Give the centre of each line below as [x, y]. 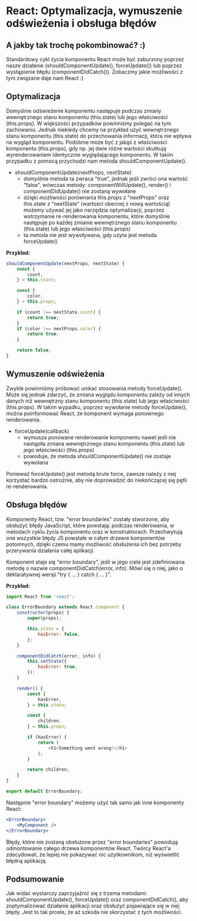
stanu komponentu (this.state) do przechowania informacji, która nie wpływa [99, 136]
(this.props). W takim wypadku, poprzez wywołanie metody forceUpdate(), [96, 407]
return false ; [34, 350]
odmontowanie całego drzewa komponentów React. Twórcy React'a [89, 848]
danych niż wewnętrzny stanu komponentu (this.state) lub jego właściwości [98, 401]
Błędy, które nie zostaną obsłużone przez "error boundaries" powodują [92, 842]
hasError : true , [57, 667]
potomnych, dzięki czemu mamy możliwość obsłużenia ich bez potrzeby [94, 544]
